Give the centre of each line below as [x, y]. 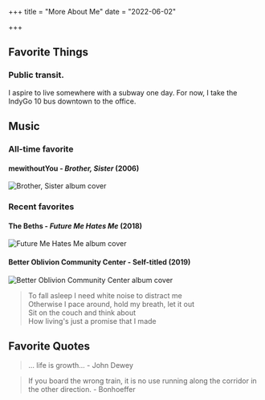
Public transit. [36, 75]
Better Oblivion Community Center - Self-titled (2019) [100, 262]
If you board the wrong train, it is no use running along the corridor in [142, 381]
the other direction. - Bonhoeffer [82, 390]
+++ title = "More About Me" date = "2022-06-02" [92, 12]
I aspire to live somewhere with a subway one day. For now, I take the [123, 92]
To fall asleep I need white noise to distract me [105, 295]
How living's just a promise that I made [92, 321]
